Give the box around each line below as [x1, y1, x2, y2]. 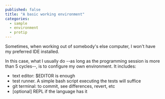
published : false [5, 7, 41, 12]
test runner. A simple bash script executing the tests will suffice [12, 78, 141, 84]
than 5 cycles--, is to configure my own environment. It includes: [5, 63, 136, 69]
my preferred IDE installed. [5, 49, 60, 54]
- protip [9, 30, 28, 35]
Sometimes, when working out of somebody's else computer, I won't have [5, 44, 156, 49]
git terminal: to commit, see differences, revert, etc [12, 83, 115, 89]
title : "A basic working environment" [5, 12, 85, 17]
